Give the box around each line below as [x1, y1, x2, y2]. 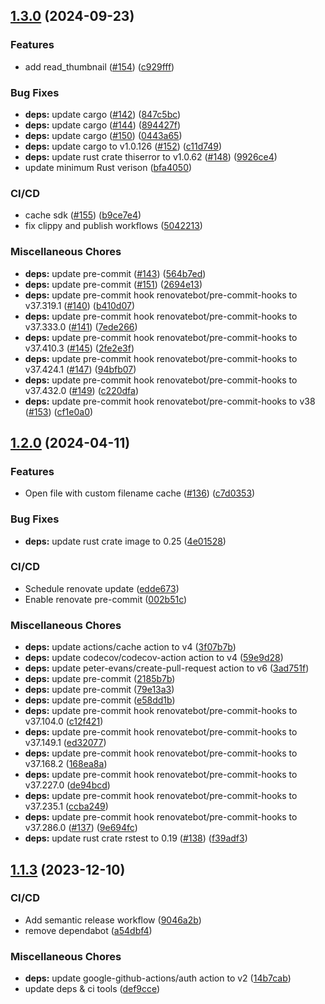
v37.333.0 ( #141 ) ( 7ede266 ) [24, 320, 138, 333]
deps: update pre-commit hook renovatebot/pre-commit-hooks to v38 [24, 395, 316, 407]
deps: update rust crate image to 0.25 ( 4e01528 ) [24, 535, 227, 547]
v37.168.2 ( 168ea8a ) [24, 758, 108, 770]
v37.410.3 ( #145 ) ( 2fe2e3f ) [24, 342, 135, 354]
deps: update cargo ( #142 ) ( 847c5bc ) [24, 108, 182, 120]
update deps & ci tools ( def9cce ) [24, 983, 161, 995]
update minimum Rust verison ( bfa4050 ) [24, 161, 193, 173]
